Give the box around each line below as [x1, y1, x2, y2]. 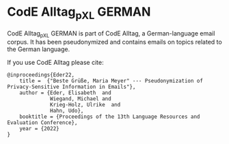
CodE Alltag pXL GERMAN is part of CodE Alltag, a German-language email [7, 29, 215, 39]
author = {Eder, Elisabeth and [19, 89, 111, 96]
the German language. [7, 45, 70, 53]
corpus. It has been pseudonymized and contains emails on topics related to [7, 38, 222, 46]
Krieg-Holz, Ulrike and [50, 102, 121, 109]
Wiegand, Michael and [50, 96, 111, 102]
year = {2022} [19, 126, 59, 132]
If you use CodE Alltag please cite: [7, 59, 104, 67]
